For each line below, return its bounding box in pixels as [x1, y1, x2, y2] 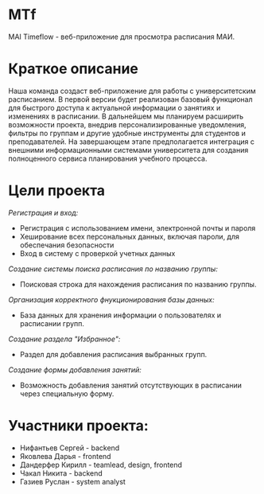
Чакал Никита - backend [19, 468, 103, 478]
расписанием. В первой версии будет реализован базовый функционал [8, 94, 253, 104]
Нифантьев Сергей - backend [19, 443, 120, 453]
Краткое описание [8, 60, 139, 78]
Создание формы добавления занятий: [8, 364, 142, 375]
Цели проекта [8, 181, 106, 200]
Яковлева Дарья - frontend [19, 451, 111, 461]
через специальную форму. [19, 388, 115, 399]
